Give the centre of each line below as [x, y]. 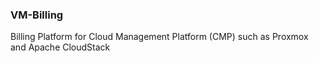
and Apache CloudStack [60, 47]
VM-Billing [37, 15]
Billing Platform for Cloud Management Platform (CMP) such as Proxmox [159, 37]
